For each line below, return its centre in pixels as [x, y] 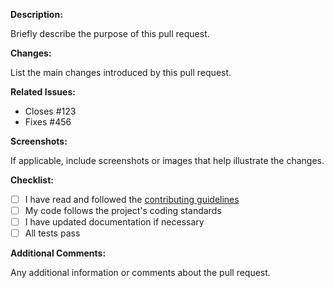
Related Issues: [43, 92]
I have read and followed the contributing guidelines [132, 199]
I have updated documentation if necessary [114, 222]
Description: [36, 14]
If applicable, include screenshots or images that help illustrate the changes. [167, 160]
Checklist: [32, 180]
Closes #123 [50, 111]
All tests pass [52, 233]
